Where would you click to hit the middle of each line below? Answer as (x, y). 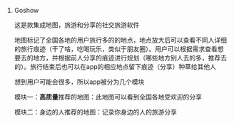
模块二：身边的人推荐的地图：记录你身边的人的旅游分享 (95, 112)
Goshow (26, 10)
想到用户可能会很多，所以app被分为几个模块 (79, 82)
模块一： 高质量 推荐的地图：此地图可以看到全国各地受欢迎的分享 (108, 97)
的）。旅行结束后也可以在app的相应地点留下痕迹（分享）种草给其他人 (115, 66)
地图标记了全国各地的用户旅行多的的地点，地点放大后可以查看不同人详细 (120, 40)
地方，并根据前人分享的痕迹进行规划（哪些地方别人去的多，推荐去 (130, 58)
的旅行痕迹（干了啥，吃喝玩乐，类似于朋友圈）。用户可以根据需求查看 (116, 49)
